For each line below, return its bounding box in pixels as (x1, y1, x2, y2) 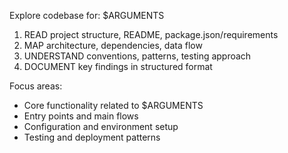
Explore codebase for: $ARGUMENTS (9, 10, 165, 21)
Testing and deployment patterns (23, 131, 161, 143)
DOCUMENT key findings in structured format (23, 61, 213, 72)
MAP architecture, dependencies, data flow (23, 40, 203, 51)
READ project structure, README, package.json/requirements (23, 29, 279, 40)
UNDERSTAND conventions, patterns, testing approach (23, 50, 252, 62)
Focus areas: (9, 80, 63, 92)
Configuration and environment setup (23, 121, 179, 132)
